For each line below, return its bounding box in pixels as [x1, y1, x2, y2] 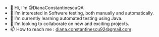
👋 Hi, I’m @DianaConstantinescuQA [10, 5, 84, 10]
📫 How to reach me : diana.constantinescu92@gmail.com [10, 26, 132, 32]
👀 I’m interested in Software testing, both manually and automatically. [10, 10, 154, 16]
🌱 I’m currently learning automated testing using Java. [10, 15, 123, 21]
